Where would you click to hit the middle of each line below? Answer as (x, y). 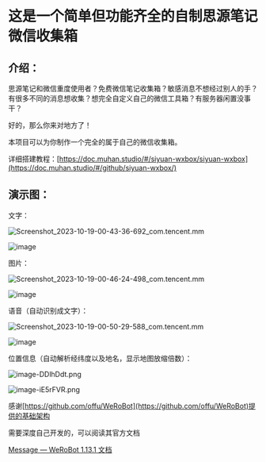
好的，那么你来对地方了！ (50, 125)
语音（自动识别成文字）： (48, 310)
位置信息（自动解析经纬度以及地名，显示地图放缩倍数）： (100, 358)
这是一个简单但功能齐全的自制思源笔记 (133, 16)
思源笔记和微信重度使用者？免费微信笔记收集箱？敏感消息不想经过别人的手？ (133, 89)
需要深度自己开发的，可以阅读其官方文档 (74, 433)
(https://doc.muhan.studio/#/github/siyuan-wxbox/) (92, 168)
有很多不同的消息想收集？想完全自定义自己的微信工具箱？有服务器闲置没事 (129, 98)
